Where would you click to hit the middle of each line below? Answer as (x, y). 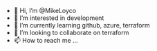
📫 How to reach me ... (46, 40)
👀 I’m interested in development (59, 18)
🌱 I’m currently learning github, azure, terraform (82, 25)
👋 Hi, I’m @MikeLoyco (45, 11)
